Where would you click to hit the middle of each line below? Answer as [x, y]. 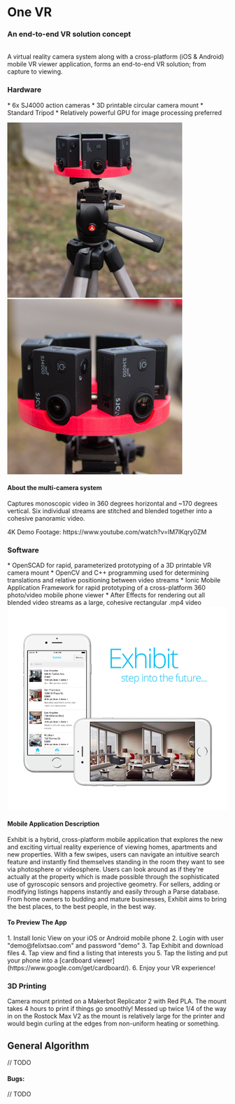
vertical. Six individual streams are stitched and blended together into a [110, 511]
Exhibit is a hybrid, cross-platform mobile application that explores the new [115, 839]
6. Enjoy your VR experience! [173, 967]
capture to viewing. [35, 71]
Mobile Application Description [54, 824]
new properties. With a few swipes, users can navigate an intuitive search [113, 854]
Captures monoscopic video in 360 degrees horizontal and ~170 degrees [113, 503]
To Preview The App [37, 922]
